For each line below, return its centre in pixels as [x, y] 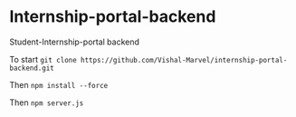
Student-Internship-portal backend [75, 42]
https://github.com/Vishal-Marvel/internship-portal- [184, 60]
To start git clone [43, 59]
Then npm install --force [59, 84]
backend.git [32, 68]
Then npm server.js [47, 102]
